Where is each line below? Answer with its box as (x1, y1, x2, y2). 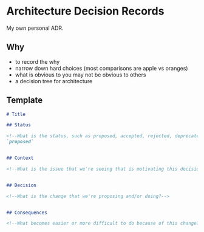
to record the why (15, 58, 60, 65)
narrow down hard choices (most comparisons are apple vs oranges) (15, 64, 188, 72)
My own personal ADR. (6, 24, 64, 32)
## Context (6, 155, 34, 162)
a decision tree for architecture (15, 77, 93, 84)
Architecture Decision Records (6, 4, 165, 18)
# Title (6, 111, 26, 117)
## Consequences (6, 210, 47, 216)
